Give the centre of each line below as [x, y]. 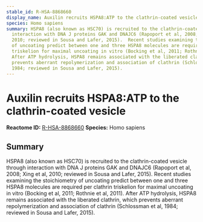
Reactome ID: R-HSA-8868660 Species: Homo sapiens [76, 128]
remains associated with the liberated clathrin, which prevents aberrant [95, 200]
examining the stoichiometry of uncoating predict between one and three [97, 181]
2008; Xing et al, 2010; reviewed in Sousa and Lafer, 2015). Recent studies [99, 174]
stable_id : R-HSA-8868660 [39, 12]
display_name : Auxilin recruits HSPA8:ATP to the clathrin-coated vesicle [102, 18]
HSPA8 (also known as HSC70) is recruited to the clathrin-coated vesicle [97, 162]
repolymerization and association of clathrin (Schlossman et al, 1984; [92, 206]
